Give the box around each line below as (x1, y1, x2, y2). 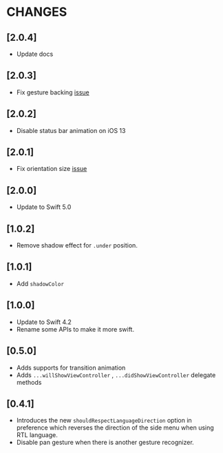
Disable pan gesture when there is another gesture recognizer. (16, 439, 194, 447)
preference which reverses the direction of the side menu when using (16, 423, 214, 432)
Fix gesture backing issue (16, 88, 90, 97)
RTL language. (16, 431, 58, 439)
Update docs (16, 50, 54, 58)
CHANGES (6, 4, 67, 20)
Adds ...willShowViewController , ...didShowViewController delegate (16, 370, 216, 379)
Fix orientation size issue (16, 165, 87, 173)
